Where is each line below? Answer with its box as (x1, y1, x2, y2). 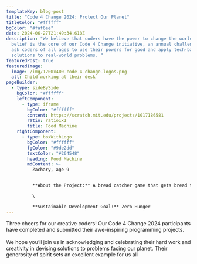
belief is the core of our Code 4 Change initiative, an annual (11, 42, 172, 48)
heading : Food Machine (27, 156, 83, 162)
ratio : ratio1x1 (27, 118, 67, 124)
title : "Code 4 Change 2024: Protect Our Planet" (6, 14, 130, 20)
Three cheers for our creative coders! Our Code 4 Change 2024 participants (6, 219, 191, 226)
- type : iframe (21, 101, 59, 107)
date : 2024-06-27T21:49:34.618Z (6, 31, 85, 36)
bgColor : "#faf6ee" (6, 25, 54, 31)
